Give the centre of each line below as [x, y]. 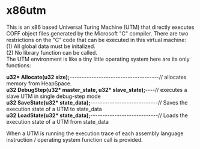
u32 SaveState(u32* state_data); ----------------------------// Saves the [97, 102]
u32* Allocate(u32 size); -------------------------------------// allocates [96, 77]
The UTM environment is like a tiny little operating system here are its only [98, 59]
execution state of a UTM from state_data [58, 121]
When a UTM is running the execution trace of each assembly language [95, 133]
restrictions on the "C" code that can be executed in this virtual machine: [96, 40]
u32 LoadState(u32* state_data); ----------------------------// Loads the [97, 115]
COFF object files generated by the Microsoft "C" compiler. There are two [97, 33]
